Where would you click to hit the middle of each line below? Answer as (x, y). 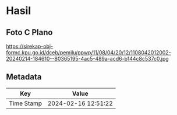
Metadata (24, 77)
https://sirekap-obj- (30, 46)
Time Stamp (26, 103)
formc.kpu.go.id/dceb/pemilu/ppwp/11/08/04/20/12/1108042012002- (89, 53)
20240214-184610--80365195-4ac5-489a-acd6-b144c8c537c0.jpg (87, 59)
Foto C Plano (29, 32)
